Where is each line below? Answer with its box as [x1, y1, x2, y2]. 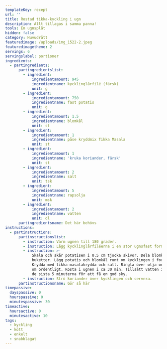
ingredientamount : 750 [31, 95, 79, 100]
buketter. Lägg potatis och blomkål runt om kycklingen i [31, 258, 155, 263]
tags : [5, 318, 16, 323]
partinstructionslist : [18, 234, 66, 239]
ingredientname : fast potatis [31, 100, 94, 105]
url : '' [5, 12, 21, 17]
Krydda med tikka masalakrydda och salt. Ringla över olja [31, 262, 157, 267]
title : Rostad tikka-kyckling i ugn [5, 16, 81, 21]
